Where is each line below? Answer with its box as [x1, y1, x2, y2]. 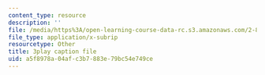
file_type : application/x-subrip [8, 33, 118, 41]
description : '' [8, 19, 62, 27]
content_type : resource [8, 11, 87, 20]
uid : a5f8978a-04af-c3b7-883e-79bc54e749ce [8, 55, 154, 63]
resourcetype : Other [8, 41, 77, 48]
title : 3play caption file [8, 48, 97, 55]
